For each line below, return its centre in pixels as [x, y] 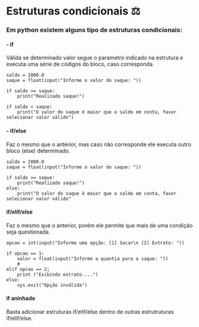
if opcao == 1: [25, 253]
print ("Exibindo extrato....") [58, 275]
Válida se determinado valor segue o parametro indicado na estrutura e [95, 58]
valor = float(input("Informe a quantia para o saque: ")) [93, 259]
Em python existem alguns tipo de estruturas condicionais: [94, 30]
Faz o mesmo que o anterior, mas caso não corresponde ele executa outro [99, 144]
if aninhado [21, 298]
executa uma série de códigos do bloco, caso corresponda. [80, 64]
